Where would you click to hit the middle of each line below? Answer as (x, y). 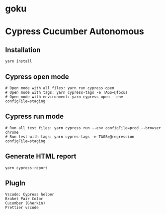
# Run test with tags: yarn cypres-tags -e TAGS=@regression (70, 137)
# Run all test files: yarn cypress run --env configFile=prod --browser (83, 128)
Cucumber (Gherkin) (25, 203)
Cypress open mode (37, 77)
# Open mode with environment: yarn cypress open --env (64, 97)
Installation (23, 50)
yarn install (19, 61)
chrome (12, 132)
